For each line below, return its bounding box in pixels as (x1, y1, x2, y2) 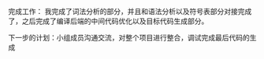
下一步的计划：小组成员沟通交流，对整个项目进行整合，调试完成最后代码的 (8, 33, 250, 42)
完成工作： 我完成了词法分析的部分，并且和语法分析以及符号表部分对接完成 (8, 7, 252, 16)
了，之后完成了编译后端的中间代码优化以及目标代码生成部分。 (8, 16, 209, 26)
